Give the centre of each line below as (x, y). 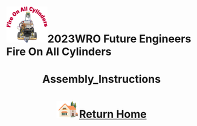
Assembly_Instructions (102, 79)
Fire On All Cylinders (59, 52)
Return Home (113, 114)
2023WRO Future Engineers (119, 39)
